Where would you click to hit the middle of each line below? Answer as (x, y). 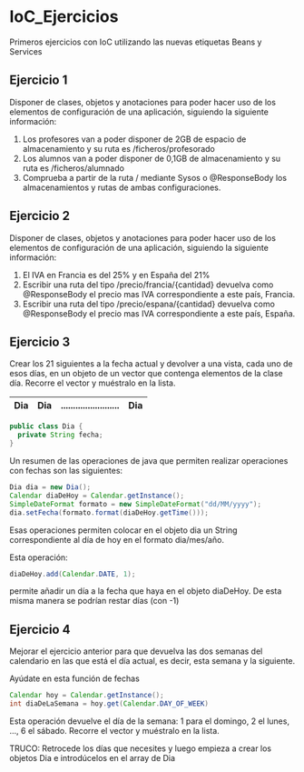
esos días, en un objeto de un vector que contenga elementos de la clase (146, 374)
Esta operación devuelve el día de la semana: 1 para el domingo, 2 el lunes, (150, 721)
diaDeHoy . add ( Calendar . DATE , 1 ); (73, 574)
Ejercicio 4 (40, 629)
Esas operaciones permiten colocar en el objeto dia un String (123, 530)
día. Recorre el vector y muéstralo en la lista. (93, 383)
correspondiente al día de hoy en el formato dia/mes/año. (117, 539)
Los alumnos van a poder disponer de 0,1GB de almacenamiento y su (152, 158)
